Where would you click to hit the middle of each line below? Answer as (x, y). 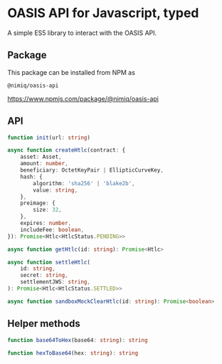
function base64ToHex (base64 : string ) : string (78, 340)
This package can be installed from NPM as (71, 72)
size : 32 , (47, 210)
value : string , (55, 190)
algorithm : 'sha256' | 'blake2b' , (84, 183)
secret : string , (44, 276)
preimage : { (38, 203)
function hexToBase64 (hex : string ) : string (73, 353)
